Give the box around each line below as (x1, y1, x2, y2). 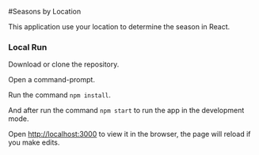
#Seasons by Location (8, 7, 82, 16)
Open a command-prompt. (8, 75, 95, 85)
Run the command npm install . (8, 90, 111, 100)
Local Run (8, 41, 48, 52)
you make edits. (8, 138, 60, 147)
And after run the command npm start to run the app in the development (8, 106, 245, 115)
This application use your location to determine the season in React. (8, 22, 230, 31)
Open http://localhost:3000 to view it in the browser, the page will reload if (8, 130, 251, 139)
